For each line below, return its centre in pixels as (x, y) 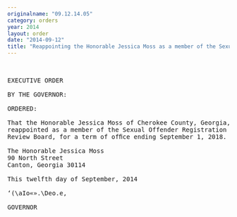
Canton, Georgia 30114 (47, 165)
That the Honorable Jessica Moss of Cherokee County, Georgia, (119, 123)
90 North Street (35, 158)
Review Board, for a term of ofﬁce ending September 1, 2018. (117, 137)
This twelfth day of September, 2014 (73, 179)
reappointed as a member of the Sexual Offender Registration (117, 130)
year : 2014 (23, 27)
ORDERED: (22, 109)
